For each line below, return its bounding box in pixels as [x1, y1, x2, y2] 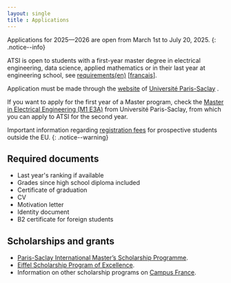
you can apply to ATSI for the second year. [7, 112, 128, 121]
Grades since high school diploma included [17, 179, 140, 187]
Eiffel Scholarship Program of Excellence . [17, 261, 135, 269]
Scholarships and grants [7, 235, 115, 247]
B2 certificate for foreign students [17, 215, 114, 224]
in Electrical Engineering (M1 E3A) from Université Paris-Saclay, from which [7, 105, 222, 113]
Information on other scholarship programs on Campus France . [17, 269, 197, 277]
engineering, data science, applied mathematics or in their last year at [7, 64, 205, 72]
